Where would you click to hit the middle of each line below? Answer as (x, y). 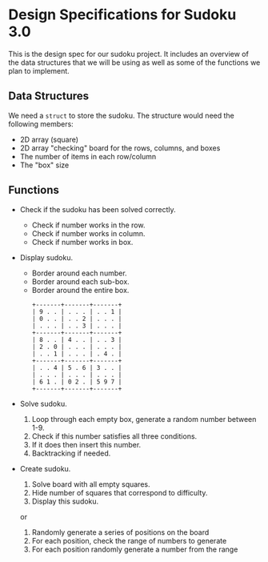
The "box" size (44, 165)
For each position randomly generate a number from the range (135, 549)
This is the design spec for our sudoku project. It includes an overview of (129, 54)
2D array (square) (49, 139)
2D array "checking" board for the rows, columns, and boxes (120, 148)
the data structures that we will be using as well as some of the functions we (134, 62)
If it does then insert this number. (86, 444)
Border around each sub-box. (80, 281)
